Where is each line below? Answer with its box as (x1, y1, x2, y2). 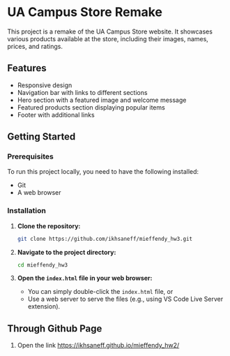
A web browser (17, 188, 61, 197)
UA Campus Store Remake (7, 4, 162, 20)
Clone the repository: (17, 221, 81, 230)
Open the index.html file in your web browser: (17, 274, 153, 283)
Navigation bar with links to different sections (17, 88, 148, 96)
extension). (27, 302, 61, 311)
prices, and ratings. (7, 42, 63, 50)
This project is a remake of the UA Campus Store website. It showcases (7, 27, 213, 36)
